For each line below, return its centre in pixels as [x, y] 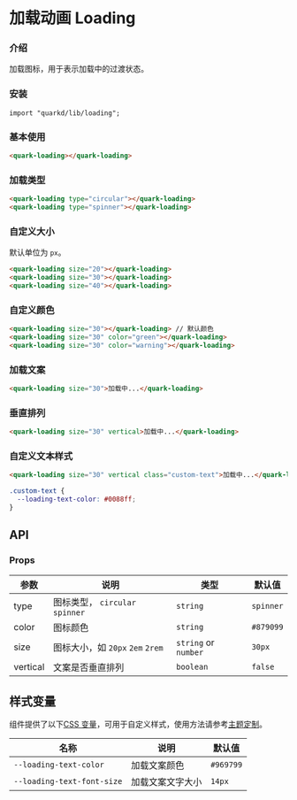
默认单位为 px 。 [38, 252]
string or [195, 642]
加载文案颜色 [158, 765]
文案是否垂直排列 [88, 667]
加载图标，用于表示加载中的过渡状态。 [79, 69]
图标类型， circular [95, 602]
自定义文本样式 [41, 457]
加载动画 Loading [72, 18]
